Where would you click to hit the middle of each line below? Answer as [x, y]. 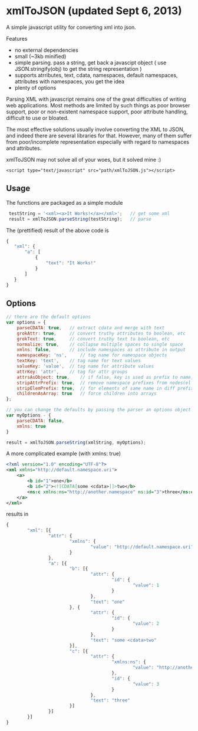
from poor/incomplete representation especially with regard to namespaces [98, 142]
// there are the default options [49, 317]
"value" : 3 [146, 684]
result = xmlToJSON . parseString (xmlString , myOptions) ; [76, 442]
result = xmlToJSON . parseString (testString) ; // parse [80, 219]
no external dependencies [46, 50]
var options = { [26, 323]
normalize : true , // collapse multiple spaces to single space [100, 344]
